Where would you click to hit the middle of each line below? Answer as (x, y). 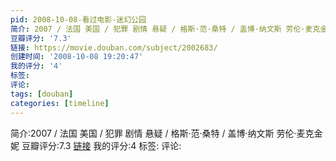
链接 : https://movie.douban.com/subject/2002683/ (114, 47)
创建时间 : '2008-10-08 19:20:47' (77, 57)
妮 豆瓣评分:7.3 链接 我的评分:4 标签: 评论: (96, 145)
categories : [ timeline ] (60, 103)
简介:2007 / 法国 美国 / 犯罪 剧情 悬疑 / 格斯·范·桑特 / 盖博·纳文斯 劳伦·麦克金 (166, 133)
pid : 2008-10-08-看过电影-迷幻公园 (78, 19)
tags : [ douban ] (42, 94)
